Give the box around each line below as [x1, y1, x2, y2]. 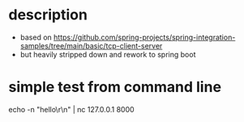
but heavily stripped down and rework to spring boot [19, 49, 196, 59]
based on [19, 32, 53, 42]
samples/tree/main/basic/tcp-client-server [19, 40, 163, 50]
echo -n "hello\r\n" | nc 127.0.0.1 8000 [8, 104, 135, 114]
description [8, 6, 88, 24]
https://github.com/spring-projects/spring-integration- [54, 32, 236, 42]
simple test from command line [8, 78, 221, 96]
